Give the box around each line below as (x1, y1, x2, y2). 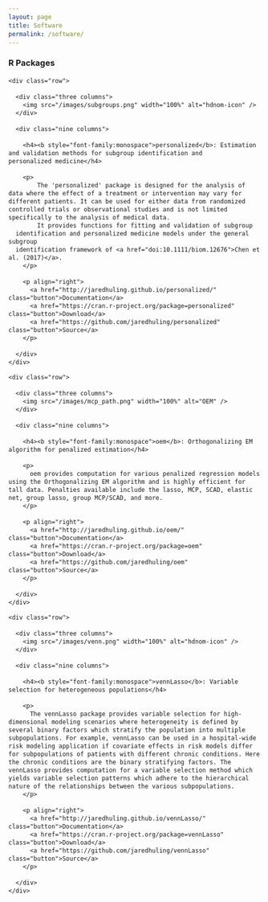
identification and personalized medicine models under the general (15, 229, 250, 237)
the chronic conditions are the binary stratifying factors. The (8, 758, 231, 766)
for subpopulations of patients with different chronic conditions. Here (8, 750, 261, 758)
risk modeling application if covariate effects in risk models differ (8, 742, 253, 750)
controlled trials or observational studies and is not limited (8, 205, 228, 213)
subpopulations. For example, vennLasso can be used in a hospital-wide (8, 734, 257, 742)
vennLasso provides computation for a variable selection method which (8, 766, 253, 774)
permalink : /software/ (8, 30, 84, 38)
